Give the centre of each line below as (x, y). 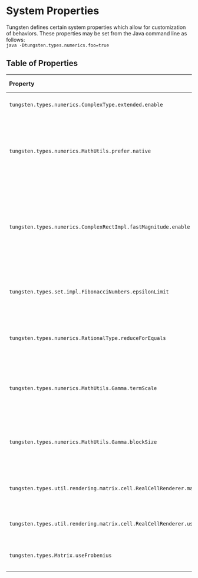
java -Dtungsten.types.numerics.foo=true (58, 45)
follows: (16, 39)
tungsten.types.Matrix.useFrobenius (60, 555)
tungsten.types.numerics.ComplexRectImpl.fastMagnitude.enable (100, 227)
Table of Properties (42, 63)
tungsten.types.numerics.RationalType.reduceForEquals (88, 338)
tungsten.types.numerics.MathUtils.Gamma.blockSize (83, 442)
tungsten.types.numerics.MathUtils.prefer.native (80, 151)
